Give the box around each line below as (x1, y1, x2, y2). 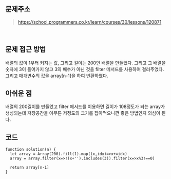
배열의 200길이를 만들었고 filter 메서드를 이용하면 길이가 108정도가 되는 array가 (5, 103, 165, 110)
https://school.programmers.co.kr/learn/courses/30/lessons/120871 (17, 19, 162, 25)
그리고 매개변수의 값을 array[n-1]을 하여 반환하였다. (5, 73, 109, 79)
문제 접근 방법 (5, 45, 46, 54)
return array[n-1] (10, 165, 50, 170)
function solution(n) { (5, 147, 56, 152)
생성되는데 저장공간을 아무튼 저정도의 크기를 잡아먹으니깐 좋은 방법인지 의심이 (5, 110, 161, 116)
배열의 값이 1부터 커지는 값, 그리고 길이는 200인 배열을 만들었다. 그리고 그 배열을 (5, 60, 166, 66)
